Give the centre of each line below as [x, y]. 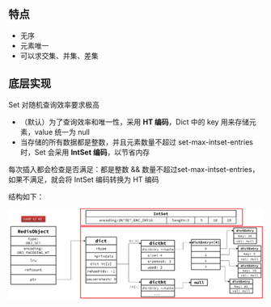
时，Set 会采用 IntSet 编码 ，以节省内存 [85, 152]
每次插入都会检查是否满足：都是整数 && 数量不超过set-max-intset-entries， [134, 169]
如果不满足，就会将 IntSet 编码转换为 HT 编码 [84, 179]
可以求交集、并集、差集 [59, 56]
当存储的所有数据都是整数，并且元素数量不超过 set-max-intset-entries [136, 142]
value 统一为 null [62, 132]
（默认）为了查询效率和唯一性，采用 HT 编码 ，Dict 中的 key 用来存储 [134, 122]
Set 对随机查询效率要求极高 [54, 104]
